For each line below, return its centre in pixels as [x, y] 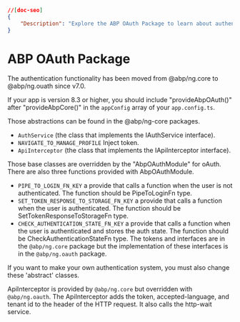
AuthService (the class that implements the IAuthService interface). [116, 135]
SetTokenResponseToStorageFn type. [73, 216]
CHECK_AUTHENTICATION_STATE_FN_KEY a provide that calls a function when [124, 223]
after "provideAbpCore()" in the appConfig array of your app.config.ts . [111, 108]
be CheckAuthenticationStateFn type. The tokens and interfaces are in [121, 238]
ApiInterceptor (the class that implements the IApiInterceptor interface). [124, 151]
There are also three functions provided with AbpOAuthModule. [101, 172]
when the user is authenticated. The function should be [99, 208]
